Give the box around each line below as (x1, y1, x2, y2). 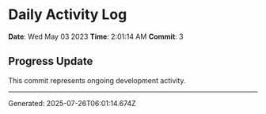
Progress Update (8, 55, 93, 68)
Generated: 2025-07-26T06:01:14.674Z (8, 98, 136, 108)
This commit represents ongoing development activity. (8, 75, 186, 85)
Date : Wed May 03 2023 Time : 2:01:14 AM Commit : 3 (8, 32, 184, 41)
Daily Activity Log (8, 6, 127, 24)
